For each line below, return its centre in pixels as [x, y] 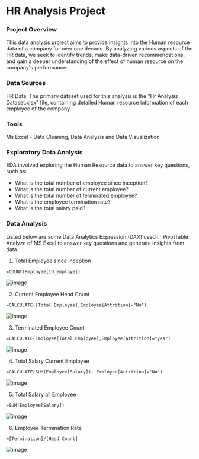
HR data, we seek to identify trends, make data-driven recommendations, [96, 55]
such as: [17, 172]
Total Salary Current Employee [52, 361]
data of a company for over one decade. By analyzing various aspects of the [99, 49]
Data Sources [26, 83]
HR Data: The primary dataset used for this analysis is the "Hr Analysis [92, 96]
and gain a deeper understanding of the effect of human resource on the [95, 61]
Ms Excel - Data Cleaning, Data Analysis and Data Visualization [83, 137]
